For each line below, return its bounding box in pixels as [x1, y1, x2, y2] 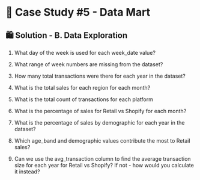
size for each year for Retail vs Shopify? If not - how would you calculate [14, 162, 195, 169]
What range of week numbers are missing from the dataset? [14, 61, 163, 68]
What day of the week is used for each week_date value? [14, 49, 156, 56]
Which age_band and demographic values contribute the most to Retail [14, 137, 190, 144]
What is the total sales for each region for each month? [14, 84, 151, 91]
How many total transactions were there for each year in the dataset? [14, 72, 186, 79]
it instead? [14, 168, 40, 175]
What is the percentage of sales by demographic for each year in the [14, 119, 185, 126]
